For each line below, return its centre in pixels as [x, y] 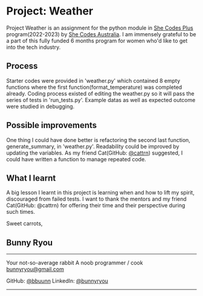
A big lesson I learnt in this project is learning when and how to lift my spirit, [100, 193]
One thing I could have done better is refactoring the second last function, [98, 140]
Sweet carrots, [24, 224]
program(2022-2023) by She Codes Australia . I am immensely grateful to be [101, 34]
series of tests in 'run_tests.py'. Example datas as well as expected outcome [101, 100]
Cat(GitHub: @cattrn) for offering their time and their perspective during [96, 205]
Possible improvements [52, 125]
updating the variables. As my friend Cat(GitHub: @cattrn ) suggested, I [95, 153]
